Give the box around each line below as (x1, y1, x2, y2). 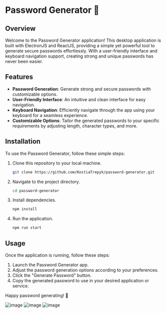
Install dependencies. (12, 197, 56, 203)
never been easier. (5, 59, 43, 64)
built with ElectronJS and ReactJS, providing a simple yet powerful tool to (5, 43, 155, 49)
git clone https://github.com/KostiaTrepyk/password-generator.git (12, 170, 155, 175)
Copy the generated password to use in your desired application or (12, 277, 150, 283)
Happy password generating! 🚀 (5, 292, 68, 298)
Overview (5, 24, 36, 33)
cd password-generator (12, 188, 59, 193)
